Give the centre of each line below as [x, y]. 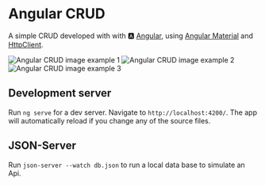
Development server [60, 93]
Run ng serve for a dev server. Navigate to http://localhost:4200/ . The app [133, 112]
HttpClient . [26, 44]
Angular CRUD [57, 14]
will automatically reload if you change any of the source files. [109, 120]
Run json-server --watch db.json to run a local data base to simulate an [127, 165]
